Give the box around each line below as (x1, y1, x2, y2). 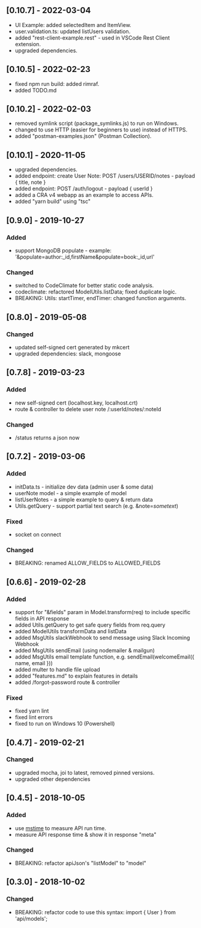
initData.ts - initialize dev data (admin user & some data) (14, 483, 154, 490)
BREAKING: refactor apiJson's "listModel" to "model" (14, 859, 147, 867)
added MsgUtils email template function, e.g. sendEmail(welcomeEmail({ (14, 653, 195, 660)
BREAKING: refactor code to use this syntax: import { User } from (14, 908, 176, 915)
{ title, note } (14, 179, 46, 186)
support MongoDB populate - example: (14, 247, 112, 254)
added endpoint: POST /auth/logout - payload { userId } (14, 185, 153, 192)
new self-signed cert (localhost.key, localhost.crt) (14, 399, 138, 406)
